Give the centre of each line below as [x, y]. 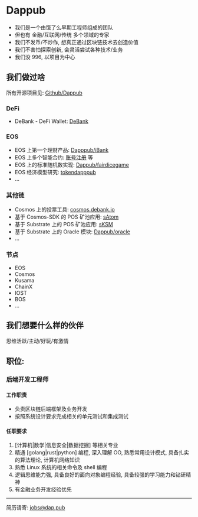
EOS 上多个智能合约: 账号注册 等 [54, 158]
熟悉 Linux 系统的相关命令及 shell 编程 [61, 467]
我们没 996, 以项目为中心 [45, 57]
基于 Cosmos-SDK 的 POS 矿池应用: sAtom [67, 217]
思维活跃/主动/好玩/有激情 [37, 341]
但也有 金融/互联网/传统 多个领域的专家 [62, 35]
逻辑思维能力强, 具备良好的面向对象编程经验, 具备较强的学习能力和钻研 [100, 475]
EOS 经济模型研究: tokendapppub [55, 173]
